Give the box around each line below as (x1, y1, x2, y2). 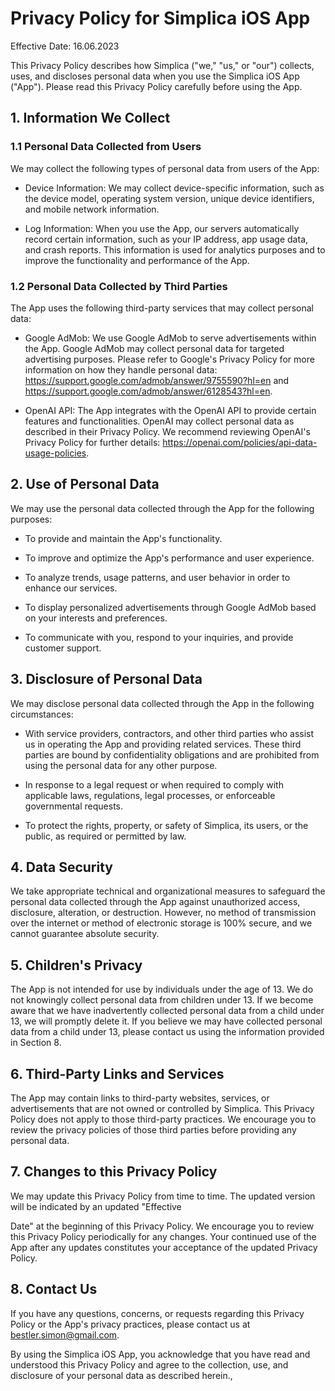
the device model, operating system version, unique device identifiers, (24, 192, 315, 204)
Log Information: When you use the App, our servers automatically (24, 222, 300, 234)
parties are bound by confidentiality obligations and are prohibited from (24, 748, 320, 761)
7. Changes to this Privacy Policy (10, 1163, 218, 1181)
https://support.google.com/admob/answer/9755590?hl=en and (24, 374, 290, 386)
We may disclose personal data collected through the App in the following (10, 697, 315, 709)
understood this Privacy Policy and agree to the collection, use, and (10, 1358, 289, 1371)
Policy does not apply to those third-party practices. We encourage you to (10, 1113, 317, 1125)
